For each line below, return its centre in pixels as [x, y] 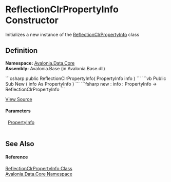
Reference [17, 157]
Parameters [18, 111]
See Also [20, 144]
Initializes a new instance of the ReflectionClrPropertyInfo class [72, 34]
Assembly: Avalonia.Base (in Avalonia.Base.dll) [55, 68]
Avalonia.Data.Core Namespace [39, 174]
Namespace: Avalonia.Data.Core [40, 63]
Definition [21, 50]
